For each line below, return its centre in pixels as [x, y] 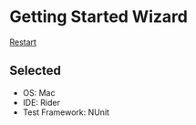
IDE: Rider [41, 102]
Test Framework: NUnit [66, 112]
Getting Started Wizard [99, 17]
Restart [23, 42]
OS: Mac [39, 92]
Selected [36, 71]
